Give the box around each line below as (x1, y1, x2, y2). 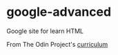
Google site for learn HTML (6, 27, 84, 35)
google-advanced (6, 4, 112, 20)
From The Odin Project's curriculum (6, 40, 108, 48)
